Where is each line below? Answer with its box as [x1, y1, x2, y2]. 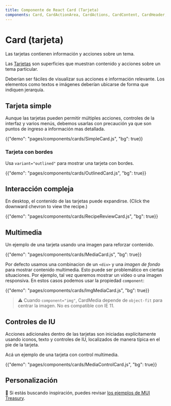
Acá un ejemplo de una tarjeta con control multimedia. [5, 352, 119, 358]
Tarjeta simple [5, 101, 52, 110]
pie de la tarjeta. [5, 341, 40, 347]
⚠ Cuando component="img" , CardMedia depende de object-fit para [17, 297, 163, 303]
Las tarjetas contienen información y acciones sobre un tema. [5, 51, 135, 57]
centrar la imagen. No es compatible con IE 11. [17, 303, 115, 309]
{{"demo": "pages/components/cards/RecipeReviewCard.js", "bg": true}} [5, 213, 158, 219]
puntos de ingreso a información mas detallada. [5, 126, 105, 132]
